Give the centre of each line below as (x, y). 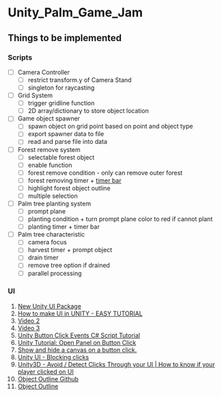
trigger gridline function (61, 103)
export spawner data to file (66, 134)
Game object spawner (49, 118)
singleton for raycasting (61, 88)
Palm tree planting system (54, 203)
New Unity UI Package (49, 306)
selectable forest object (61, 157)
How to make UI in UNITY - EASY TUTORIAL (80, 313)
